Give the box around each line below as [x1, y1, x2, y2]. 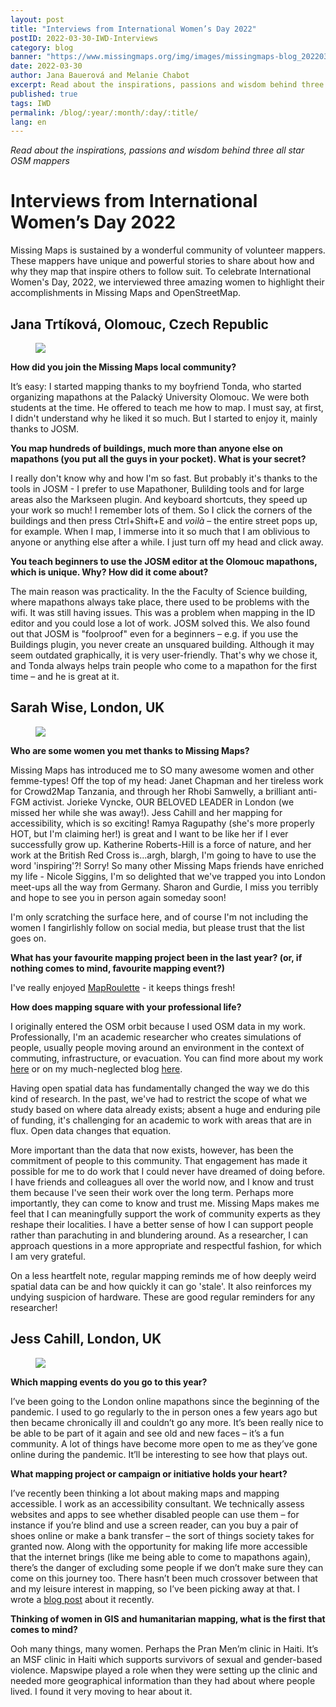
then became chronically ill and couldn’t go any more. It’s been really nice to [10, 1416, 324, 1428]
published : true [10, 89, 78, 99]
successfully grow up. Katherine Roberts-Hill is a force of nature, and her [10, 838, 312, 850]
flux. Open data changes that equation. [10, 1124, 172, 1136]
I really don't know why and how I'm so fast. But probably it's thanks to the [10, 472, 318, 484]
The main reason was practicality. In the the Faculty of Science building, [10, 586, 308, 597]
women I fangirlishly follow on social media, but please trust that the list [10, 921, 305, 933]
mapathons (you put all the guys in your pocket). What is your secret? [10, 453, 307, 465]
